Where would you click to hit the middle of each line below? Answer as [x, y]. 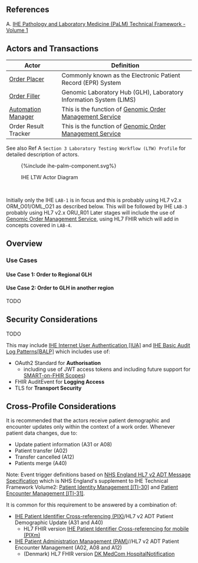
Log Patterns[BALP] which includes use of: [58, 351]
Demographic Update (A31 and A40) [59, 523]
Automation [25, 109]
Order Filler [24, 96]
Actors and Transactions [52, 49]
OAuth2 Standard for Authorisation [58, 363]
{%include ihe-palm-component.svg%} [69, 166]
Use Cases [22, 260]
